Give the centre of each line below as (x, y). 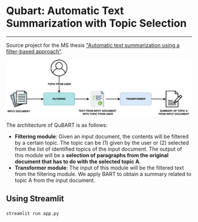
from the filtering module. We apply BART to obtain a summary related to (103, 174)
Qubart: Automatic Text (65, 11)
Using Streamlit (35, 199)
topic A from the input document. (55, 180)
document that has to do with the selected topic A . (78, 162)
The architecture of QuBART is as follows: (57, 125)
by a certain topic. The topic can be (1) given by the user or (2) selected (102, 143)
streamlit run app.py (33, 213)
